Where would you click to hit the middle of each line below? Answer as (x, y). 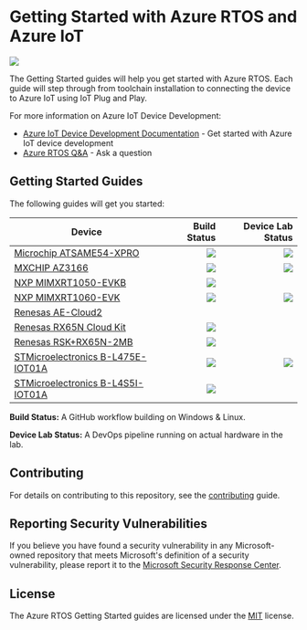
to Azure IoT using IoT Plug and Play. (79, 98)
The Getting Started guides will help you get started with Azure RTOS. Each (151, 79)
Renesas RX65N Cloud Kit (70, 327)
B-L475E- (123, 356)
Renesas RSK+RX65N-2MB (74, 341)
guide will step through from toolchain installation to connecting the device (150, 88)
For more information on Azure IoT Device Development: (116, 115)
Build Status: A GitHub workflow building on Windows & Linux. (128, 416)
